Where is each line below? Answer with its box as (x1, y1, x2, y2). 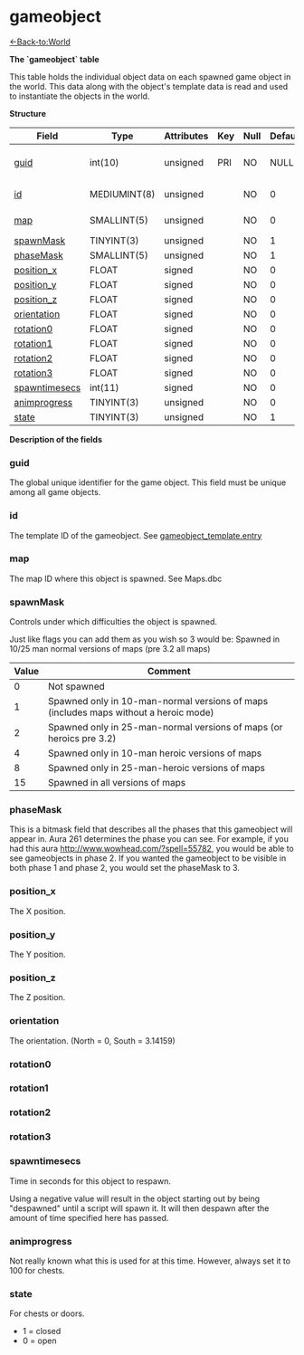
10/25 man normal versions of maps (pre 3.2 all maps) (9, 644, 211, 654)
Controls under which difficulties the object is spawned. (9, 616, 218, 627)
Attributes (164, 129, 209, 142)
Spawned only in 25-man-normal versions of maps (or (48, 721, 283, 734)
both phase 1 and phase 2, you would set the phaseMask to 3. (9, 863, 240, 873)
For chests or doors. (9, 1308, 85, 1319)
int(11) (89, 381, 119, 394)
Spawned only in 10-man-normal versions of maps (48, 695, 269, 708)
